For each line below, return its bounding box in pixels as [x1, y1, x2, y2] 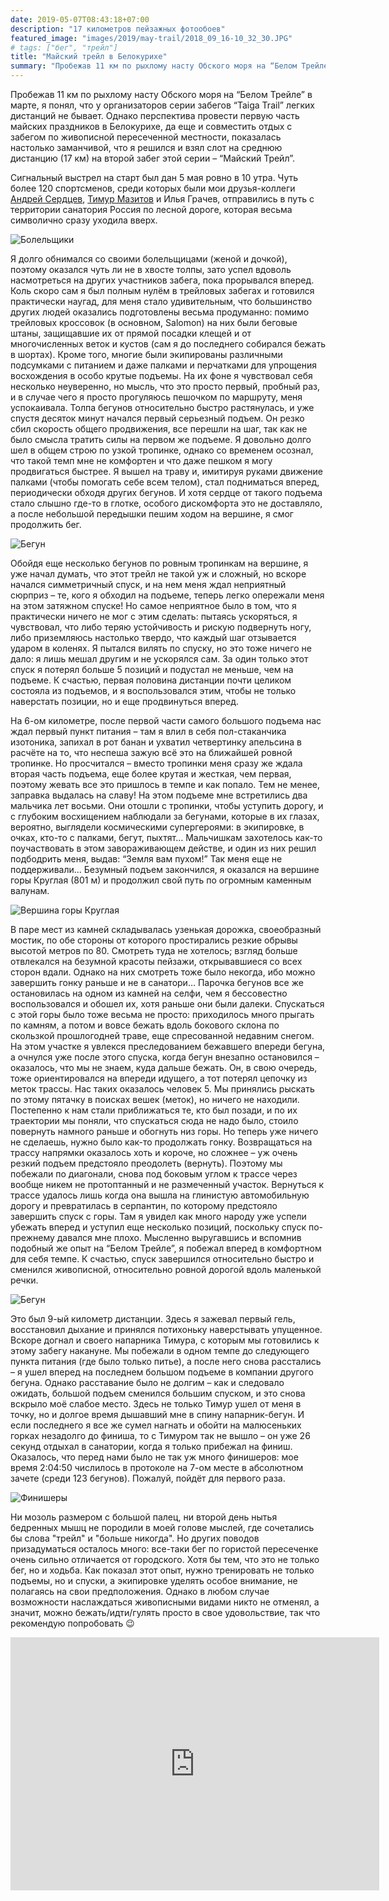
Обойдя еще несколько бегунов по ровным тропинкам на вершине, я [10, 557, 309, 569]
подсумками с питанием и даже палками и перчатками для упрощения [10, 359, 317, 371]
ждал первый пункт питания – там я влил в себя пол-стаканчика [10, 726, 287, 737]
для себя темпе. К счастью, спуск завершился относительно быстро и [10, 1253, 315, 1265]
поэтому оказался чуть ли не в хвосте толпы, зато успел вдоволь [10, 264, 292, 275]
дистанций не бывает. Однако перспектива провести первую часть [10, 110, 300, 121]
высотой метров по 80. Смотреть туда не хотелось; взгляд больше [10, 945, 298, 956]
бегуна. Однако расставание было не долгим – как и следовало [10, 1377, 285, 1388]
